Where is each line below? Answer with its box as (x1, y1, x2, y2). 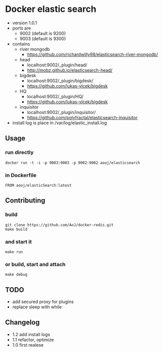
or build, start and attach (5, 261, 66, 268)
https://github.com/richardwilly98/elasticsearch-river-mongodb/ (27, 51, 158, 57)
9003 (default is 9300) (19, 36, 66, 42)
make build (5, 227, 28, 232)
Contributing (5, 197, 45, 205)
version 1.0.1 (12, 20, 37, 26)
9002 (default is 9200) (19, 30, 66, 36)
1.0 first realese (12, 342, 43, 348)
